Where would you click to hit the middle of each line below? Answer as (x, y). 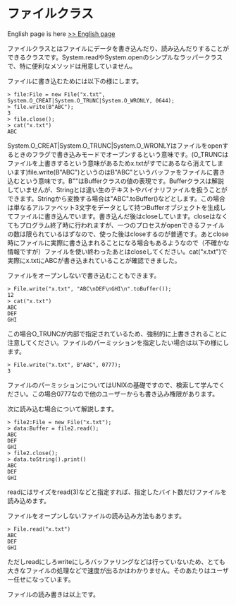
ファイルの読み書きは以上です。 (54, 594)
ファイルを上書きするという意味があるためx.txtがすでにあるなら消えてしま (116, 163)
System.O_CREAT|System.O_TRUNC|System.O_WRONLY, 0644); (91, 100)
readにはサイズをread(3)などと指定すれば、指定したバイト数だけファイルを (117, 492)
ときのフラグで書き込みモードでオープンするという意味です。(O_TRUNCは (121, 154)
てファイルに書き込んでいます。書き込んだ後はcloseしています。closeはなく (118, 216)
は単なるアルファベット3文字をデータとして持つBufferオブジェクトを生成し (117, 207)
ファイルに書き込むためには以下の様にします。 (75, 81)
